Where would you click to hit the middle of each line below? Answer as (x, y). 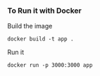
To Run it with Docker (45, 11)
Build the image (30, 26)
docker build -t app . (40, 39)
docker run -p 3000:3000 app (50, 65)
